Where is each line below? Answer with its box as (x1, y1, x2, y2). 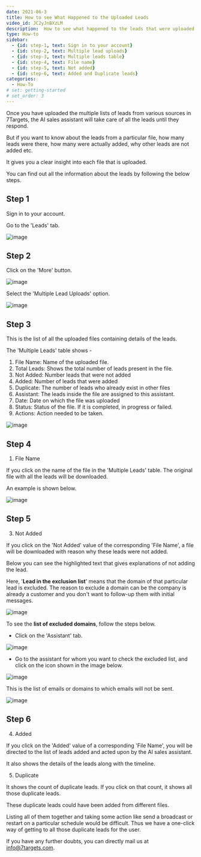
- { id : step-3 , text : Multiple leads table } (11, 54, 125, 60)
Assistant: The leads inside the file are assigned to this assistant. (14, 391, 175, 398)
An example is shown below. (6, 485, 77, 492)
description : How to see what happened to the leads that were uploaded (6, 25, 195, 32)
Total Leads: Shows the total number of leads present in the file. (14, 365, 173, 372)
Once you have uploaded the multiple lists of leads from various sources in (6, 109, 191, 116)
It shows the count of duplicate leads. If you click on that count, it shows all (6, 783, 193, 790)
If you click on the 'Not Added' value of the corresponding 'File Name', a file (6, 541, 194, 548)
